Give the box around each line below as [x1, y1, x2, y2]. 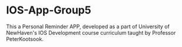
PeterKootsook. [6, 35, 44, 42]
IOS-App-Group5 [6, 4, 91, 17]
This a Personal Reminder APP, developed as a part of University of [6, 23, 170, 30]
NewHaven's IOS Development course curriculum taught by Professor [6, 29, 176, 36]
